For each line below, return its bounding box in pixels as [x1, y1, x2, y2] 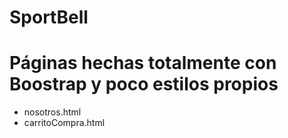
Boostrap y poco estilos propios [9, 73, 279, 96]
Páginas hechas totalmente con [9, 52, 277, 75]
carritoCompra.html [23, 117, 106, 129]
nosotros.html [23, 106, 82, 118]
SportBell [9, 6, 89, 29]
